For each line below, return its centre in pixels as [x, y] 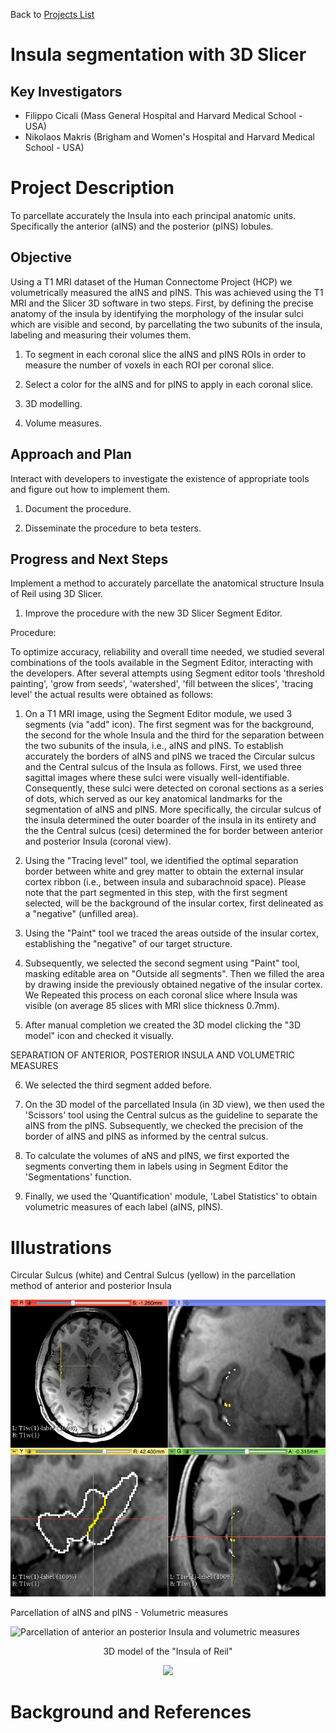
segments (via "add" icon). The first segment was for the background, [169, 725]
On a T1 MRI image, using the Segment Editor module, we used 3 [158, 714]
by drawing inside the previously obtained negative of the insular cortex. [173, 985]
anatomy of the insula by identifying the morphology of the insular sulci [157, 313]
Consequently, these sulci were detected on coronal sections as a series [174, 788]
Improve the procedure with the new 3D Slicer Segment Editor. [153, 613]
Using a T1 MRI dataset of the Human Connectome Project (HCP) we [151, 281]
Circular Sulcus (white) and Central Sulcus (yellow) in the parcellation [153, 1275]
